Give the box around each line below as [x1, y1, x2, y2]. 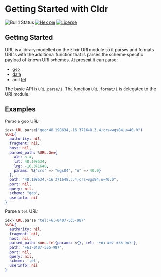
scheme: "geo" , [9, 190, 40, 195]
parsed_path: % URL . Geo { [9, 150, 57, 155]
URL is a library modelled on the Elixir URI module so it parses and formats [5, 46, 154, 52]
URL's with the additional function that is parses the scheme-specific [5, 52, 143, 57]
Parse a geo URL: [5, 118, 40, 124]
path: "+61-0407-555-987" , [9, 245, 64, 250]
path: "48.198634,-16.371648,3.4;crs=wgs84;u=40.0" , [9, 177, 119, 182]
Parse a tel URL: [5, 208, 39, 214]
